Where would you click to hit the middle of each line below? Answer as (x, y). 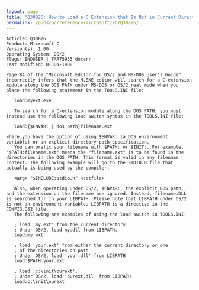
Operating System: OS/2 (36, 54)
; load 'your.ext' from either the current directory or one (91, 246)
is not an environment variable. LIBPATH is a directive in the (87, 204)
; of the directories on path (51, 251)
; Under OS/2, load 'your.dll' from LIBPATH (70, 256)
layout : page (22, 12)
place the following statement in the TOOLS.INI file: (75, 90)
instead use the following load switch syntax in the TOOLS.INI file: (95, 116)
